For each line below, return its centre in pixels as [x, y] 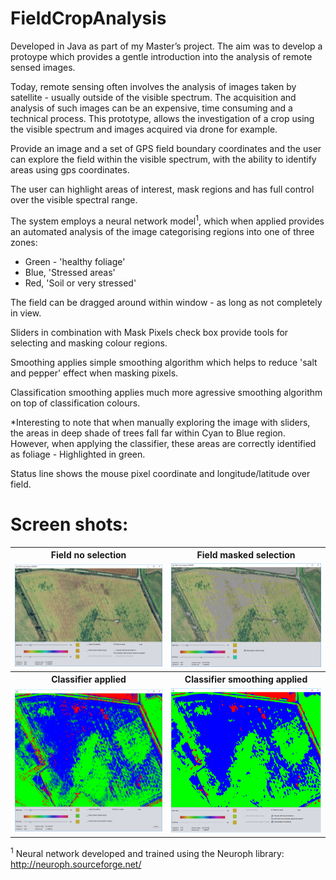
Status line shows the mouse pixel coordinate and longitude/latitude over [160, 473]
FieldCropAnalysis [88, 18]
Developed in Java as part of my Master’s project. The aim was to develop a [166, 46]
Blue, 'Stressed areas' [70, 272]
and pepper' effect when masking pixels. [94, 373]
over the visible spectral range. [74, 199]
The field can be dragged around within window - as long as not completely [166, 302]
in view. [26, 313]
